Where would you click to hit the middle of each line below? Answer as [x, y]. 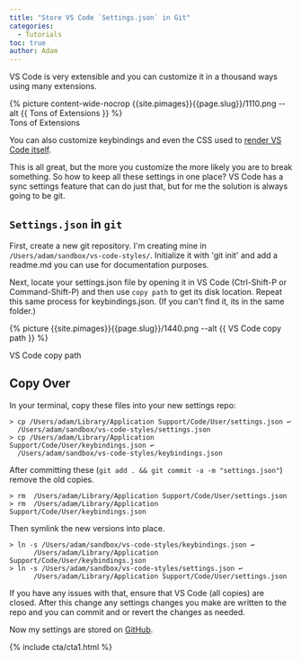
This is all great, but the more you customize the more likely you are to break [151, 167]
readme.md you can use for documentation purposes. [109, 264]
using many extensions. [53, 86]
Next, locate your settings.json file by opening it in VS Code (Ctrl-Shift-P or [148, 282]
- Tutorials [40, 34]
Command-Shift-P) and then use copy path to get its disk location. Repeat [146, 291]
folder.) [22, 310]
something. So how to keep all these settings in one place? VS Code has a [146, 177]
